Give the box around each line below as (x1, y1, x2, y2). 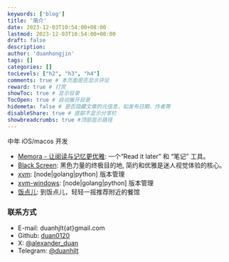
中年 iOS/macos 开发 (7, 137, 68, 145)
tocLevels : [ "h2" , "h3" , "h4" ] (7, 70, 100, 77)
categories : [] (7, 63, 53, 70)
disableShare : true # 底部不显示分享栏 (7, 110, 117, 117)
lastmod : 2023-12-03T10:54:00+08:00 (7, 30, 116, 38)
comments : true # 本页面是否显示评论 (7, 76, 110, 84)
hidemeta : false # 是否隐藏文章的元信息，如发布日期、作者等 (7, 103, 171, 110)
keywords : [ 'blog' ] (7, 10, 65, 18)
